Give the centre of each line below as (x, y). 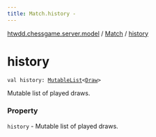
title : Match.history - (42, 14)
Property (23, 111)
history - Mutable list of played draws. (63, 126)
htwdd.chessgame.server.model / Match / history (78, 33)
